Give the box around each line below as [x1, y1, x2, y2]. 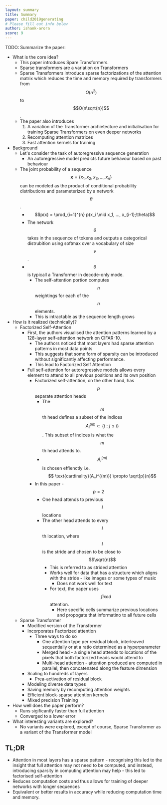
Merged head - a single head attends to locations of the [42, 649, 157, 655]
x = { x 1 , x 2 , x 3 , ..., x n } [70, 174, 112, 181]
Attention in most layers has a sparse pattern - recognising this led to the [12, 757, 163, 763]
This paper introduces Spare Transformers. [19, 60, 109, 65]
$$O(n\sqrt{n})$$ [73, 105, 110, 111]
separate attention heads [34, 393, 86, 399]
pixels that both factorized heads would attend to [42, 655, 143, 661]
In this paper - [34, 481, 64, 487]
